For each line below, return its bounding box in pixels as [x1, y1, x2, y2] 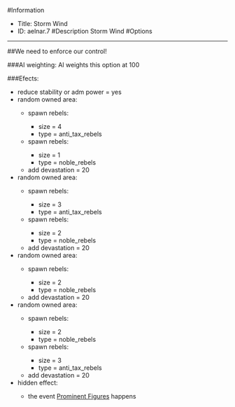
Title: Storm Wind [17, 20, 68, 27]
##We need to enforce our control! [7, 47, 107, 55]
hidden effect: [17, 378, 58, 387]
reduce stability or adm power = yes [17, 88, 122, 96]
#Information [7, 6, 45, 14]
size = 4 [38, 123, 62, 130]
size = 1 [38, 151, 61, 159]
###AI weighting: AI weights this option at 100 [7, 61, 140, 69]
